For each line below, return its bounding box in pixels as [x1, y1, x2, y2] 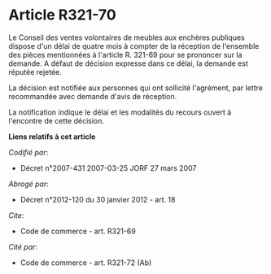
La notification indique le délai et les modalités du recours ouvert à [8, 107, 232, 117]
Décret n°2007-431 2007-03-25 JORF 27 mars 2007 [20, 163, 197, 172]
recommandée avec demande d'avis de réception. [8, 91, 177, 101]
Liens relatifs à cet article [8, 132, 96, 141]
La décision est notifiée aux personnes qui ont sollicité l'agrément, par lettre [8, 83, 263, 93]
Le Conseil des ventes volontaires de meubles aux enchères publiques [8, 33, 246, 42]
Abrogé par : [8, 179, 49, 189]
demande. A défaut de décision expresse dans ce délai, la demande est [8, 59, 248, 68]
